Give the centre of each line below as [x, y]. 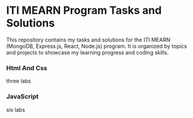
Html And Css [27, 68]
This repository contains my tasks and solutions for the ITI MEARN [88, 40]
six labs [16, 110]
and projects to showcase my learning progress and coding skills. [87, 52]
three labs [19, 81]
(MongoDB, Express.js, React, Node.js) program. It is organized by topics [97, 46]
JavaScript [23, 96]
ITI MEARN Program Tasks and [84, 10]
